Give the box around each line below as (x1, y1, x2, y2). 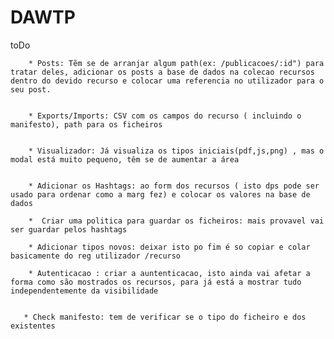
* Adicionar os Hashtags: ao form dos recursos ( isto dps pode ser (28, 181, 320, 191)
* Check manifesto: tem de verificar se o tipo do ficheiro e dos (23, 312, 307, 322)
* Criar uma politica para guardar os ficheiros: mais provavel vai (28, 216, 325, 226)
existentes (10, 321, 56, 331)
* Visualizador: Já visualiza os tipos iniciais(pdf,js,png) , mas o (28, 146, 325, 156)
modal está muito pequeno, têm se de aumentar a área (10, 154, 240, 165)
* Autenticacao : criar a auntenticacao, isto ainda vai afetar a (28, 268, 311, 278)
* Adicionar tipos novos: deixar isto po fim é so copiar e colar (28, 242, 311, 252)
